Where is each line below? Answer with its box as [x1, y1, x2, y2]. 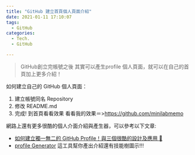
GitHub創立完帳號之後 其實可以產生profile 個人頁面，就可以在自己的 [20, 63, 184, 70]
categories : [6, 30, 35, 36]
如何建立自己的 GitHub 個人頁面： [6, 82, 88, 89]
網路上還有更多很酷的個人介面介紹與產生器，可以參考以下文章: [6, 122, 157, 129]
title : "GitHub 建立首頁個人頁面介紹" [6, 8, 92, 15]
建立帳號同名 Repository [14, 95, 73, 102]
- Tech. [11, 36, 30, 42]
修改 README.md [14, 102, 57, 109]
